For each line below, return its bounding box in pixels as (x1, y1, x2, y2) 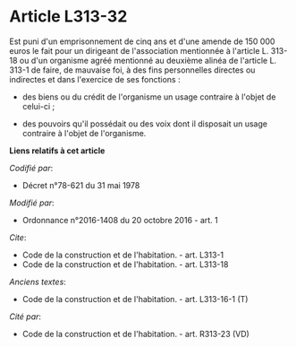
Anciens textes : (9, 276, 67, 287)
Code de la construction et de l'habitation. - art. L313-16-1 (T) (21, 293, 249, 304)
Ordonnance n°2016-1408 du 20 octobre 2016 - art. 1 (21, 214, 218, 225)
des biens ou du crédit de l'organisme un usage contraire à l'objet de (21, 91, 276, 102)
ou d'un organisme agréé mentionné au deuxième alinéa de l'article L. (19, 55, 277, 65)
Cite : (9, 231, 27, 243)
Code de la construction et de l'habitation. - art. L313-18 (21, 258, 229, 270)
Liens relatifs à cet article (9, 145, 106, 156)
